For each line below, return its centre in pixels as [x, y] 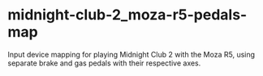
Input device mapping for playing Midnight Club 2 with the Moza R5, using [131, 54]
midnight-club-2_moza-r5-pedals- [127, 15]
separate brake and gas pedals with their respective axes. [104, 63]
